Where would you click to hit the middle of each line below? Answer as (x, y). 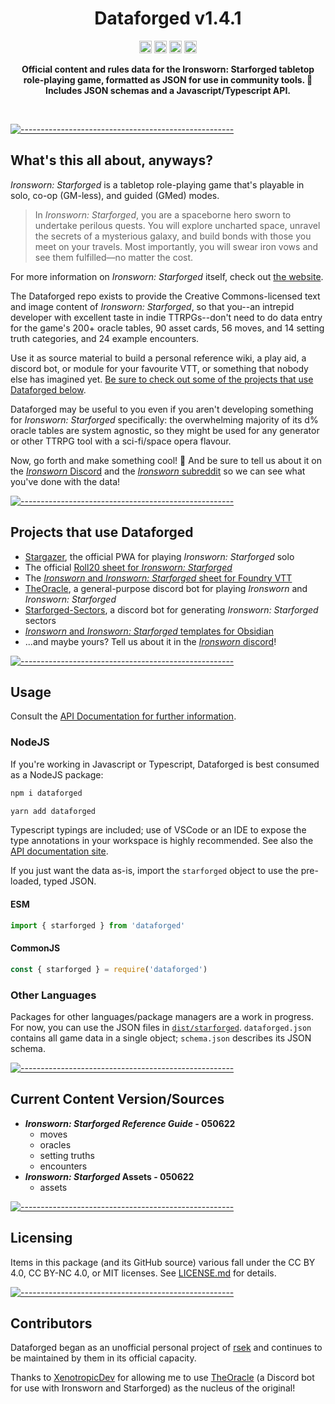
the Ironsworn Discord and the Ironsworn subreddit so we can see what (158, 471)
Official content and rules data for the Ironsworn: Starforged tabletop (168, 69)
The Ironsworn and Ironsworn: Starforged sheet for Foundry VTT (158, 578)
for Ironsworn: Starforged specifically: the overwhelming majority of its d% (164, 419)
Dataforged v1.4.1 (168, 18)
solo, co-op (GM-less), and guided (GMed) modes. (115, 195)
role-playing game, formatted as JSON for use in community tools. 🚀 (168, 79)
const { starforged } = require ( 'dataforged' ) (109, 969)
